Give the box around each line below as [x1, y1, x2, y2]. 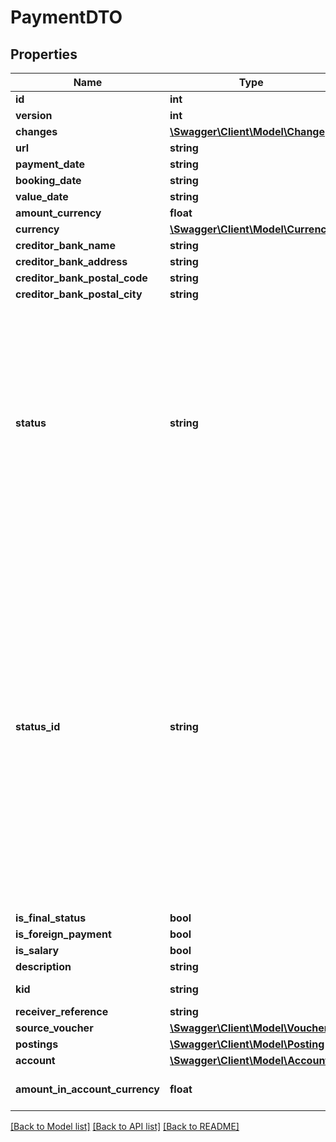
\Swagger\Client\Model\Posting [169, 1037, 325, 1051]
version [15, 109, 53, 122]
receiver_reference [15, 1005, 109, 1018]
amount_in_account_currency [15, 1082, 160, 1096]
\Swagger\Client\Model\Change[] [169, 125, 333, 138]
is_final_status [15, 911, 87, 925]
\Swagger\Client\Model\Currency [169, 222, 333, 236]
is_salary [15, 944, 60, 957]
